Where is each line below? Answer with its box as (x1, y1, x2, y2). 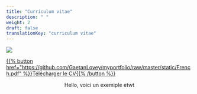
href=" (6, 64, 22, 71)
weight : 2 (6, 19, 31, 25)
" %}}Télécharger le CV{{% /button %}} (18, 70, 116, 77)
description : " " (6, 14, 49, 20)
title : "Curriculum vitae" (6, 8, 73, 15)
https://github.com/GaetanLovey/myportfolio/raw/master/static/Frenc (21, 64, 191, 71)
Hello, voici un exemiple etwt (64, 82, 135, 89)
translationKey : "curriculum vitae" (6, 31, 96, 36)
